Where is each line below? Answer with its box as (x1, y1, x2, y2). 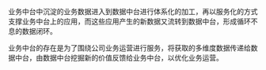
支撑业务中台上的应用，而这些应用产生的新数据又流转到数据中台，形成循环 (8, 17, 251, 26)
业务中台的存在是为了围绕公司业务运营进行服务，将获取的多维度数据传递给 (8, 43, 251, 53)
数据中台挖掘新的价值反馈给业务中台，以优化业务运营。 (42, 53, 223, 62)
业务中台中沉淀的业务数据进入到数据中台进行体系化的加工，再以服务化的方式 (8, 7, 258, 16)
